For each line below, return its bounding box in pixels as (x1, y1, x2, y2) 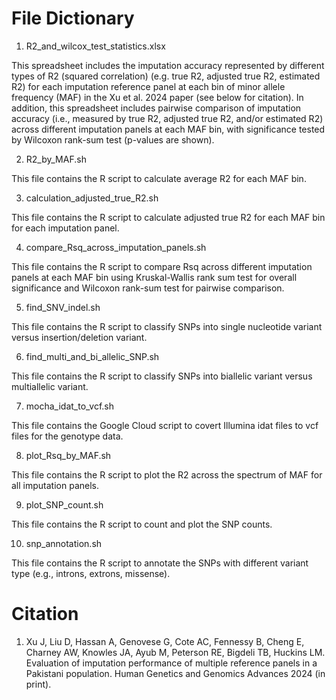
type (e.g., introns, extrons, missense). (11, 567, 171, 579)
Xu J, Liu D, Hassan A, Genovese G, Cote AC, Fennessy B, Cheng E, (25, 635, 305, 647)
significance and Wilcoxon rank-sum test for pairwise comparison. (11, 282, 285, 294)
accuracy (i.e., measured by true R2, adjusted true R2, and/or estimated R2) (11, 112, 324, 124)
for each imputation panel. (11, 222, 120, 234)
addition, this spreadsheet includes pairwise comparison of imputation (11, 102, 302, 114)
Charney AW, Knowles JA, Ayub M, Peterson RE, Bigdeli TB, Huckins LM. (25, 646, 326, 658)
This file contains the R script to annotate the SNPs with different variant (11, 557, 309, 569)
